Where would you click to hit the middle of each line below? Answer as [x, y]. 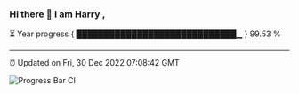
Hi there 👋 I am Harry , [57, 14]
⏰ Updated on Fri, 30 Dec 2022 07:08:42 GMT [94, 63]
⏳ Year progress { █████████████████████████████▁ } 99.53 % [145, 34]
